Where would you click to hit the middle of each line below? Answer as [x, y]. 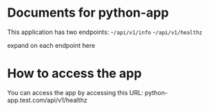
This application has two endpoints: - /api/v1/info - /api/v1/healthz [105, 32]
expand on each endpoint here [51, 45]
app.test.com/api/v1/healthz [47, 100]
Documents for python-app [88, 13]
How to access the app [75, 74]
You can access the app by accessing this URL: [75, 92]
